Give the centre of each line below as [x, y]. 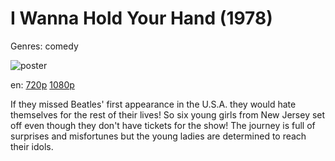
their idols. [32, 146]
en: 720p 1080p [42, 84]
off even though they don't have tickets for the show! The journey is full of [163, 125]
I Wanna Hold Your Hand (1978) [141, 18]
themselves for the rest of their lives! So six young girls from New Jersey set [168, 114]
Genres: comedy [44, 46]
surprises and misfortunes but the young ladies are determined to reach [158, 136]
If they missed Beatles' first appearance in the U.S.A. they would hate [153, 104]
